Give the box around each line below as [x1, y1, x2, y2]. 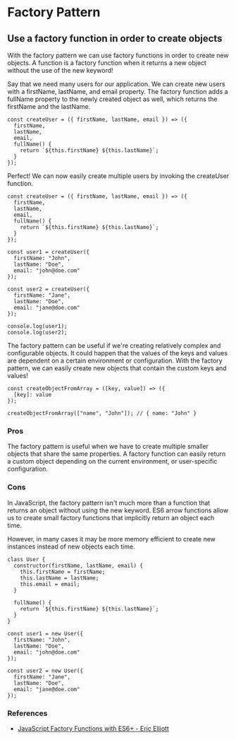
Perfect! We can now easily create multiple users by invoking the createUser [7, 172, 230, 180]
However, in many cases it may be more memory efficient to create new [7, 534, 216, 543]
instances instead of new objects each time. [7, 542, 135, 551]
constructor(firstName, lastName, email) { [13, 562, 143, 569]
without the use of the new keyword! [7, 66, 114, 74]
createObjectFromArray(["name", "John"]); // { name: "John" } [7, 410, 197, 417]
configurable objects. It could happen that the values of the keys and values [7, 349, 228, 357]
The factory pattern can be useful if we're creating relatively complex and [7, 341, 221, 350]
